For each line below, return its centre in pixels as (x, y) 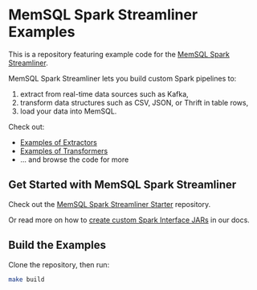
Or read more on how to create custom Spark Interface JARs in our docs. (129, 220)
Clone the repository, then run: (59, 264)
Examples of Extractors (59, 142)
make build (27, 280)
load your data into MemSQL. (68, 111)
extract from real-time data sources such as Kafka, (104, 93)
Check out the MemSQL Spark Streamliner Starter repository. (110, 204)
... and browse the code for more (74, 159)
